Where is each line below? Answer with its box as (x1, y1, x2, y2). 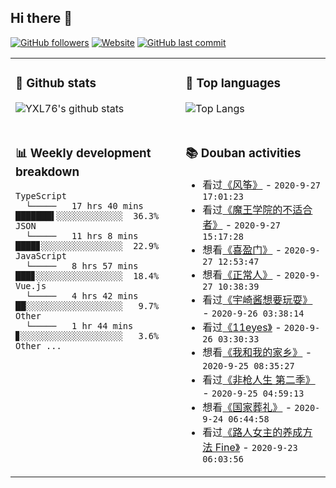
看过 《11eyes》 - (202, 320, 282, 334)
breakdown (15, 164, 80, 180)
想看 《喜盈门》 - (202, 242, 283, 256)
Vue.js (15, 280, 47, 291)
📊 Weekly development (15, 145, 152, 161)
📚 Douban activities (185, 145, 302, 161)
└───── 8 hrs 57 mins (25, 260, 139, 271)
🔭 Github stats (15, 76, 97, 91)
